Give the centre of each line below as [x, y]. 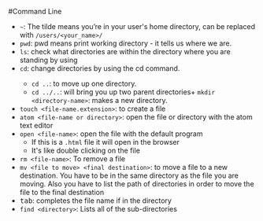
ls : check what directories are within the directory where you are [125, 52]
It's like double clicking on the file [85, 150]
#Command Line [35, 11]
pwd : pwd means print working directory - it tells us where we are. [126, 43]
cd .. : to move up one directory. [84, 83]
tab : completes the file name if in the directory [95, 201]
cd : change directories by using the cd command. [100, 68]
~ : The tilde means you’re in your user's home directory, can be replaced [137, 26]
